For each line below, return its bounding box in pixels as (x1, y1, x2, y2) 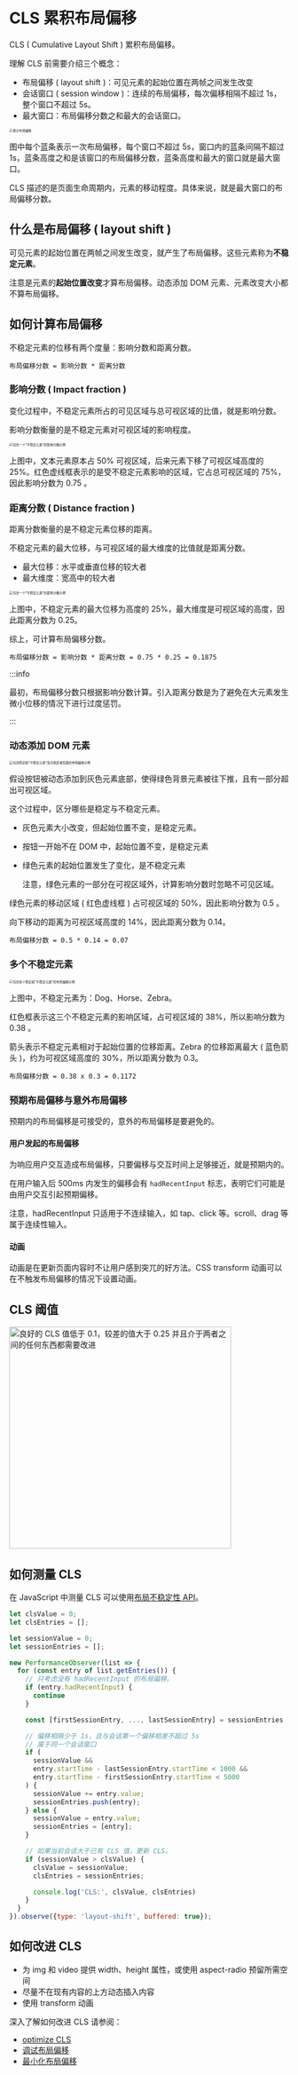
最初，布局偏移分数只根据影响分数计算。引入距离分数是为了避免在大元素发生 (9, 687, 289, 698)
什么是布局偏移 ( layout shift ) (9, 222, 171, 237)
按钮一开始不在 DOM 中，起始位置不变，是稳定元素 (21, 841, 209, 852)
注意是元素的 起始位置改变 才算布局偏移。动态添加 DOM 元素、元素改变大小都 (9, 277, 289, 288)
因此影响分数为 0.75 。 (9, 477, 92, 488)
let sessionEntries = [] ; (9, 1642, 105, 1651)
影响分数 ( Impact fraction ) (9, 384, 127, 396)
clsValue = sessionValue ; (32, 1863, 129, 1872)
